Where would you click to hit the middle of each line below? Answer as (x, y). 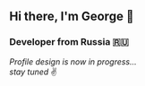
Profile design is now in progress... (73, 61)
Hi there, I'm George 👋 (72, 17)
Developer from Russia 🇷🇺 (69, 42)
